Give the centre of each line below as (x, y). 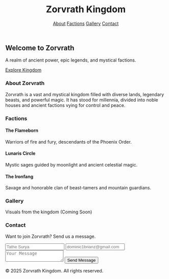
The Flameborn (22, 130)
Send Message (81, 260)
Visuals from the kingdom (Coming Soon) (49, 212)
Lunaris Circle (20, 153)
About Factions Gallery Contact (86, 23)
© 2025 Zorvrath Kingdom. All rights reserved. (54, 270)
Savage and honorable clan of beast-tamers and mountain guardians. (78, 188)
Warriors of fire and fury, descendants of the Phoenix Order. (68, 142)
